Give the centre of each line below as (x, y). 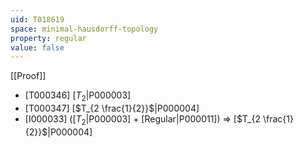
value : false (37, 47)
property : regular (48, 38)
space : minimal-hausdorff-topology (84, 29)
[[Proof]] (28, 76)
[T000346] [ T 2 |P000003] (78, 96)
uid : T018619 (37, 19)
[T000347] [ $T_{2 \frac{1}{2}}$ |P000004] (112, 108)
